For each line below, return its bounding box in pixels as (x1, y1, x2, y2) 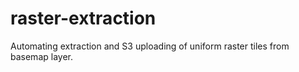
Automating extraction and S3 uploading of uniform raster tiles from (10, 40, 290, 52)
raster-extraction (10, 7, 157, 30)
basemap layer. (10, 50, 73, 62)
